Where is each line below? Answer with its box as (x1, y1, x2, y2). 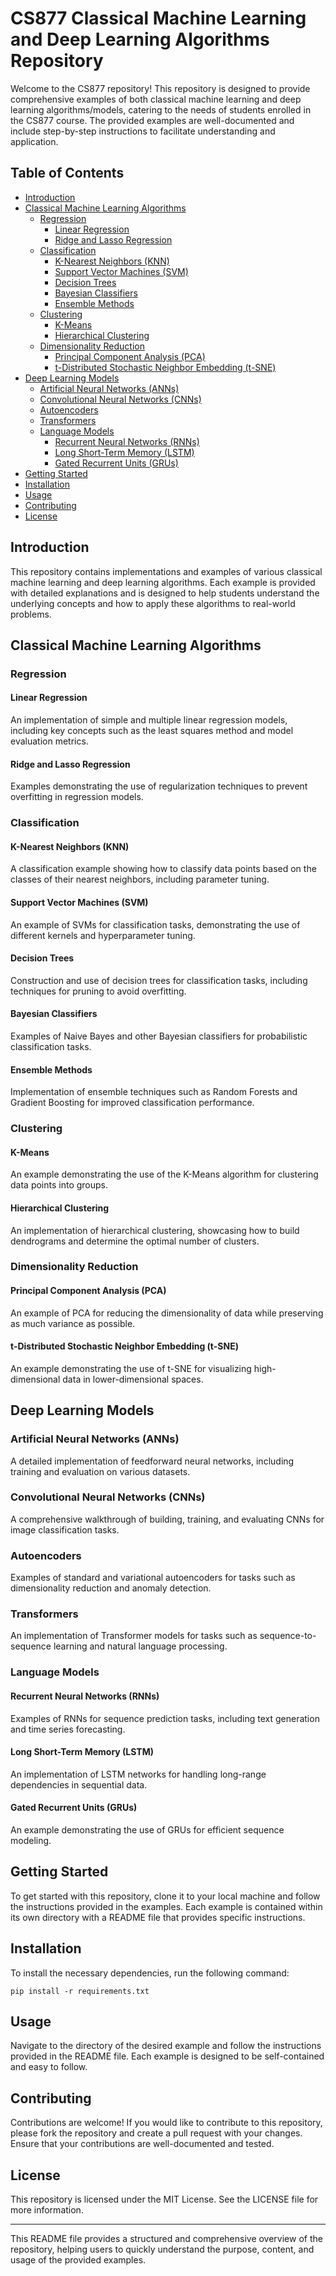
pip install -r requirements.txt (10, 1986, 150, 1996)
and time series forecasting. (10, 1723, 126, 1735)
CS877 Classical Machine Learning (10, 7, 307, 30)
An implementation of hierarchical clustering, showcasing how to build (10, 1224, 300, 1236)
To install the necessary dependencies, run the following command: (10, 1967, 290, 1979)
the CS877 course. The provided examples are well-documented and (10, 114, 295, 126)
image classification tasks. (10, 1523, 120, 1536)
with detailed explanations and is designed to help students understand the (10, 587, 320, 599)
